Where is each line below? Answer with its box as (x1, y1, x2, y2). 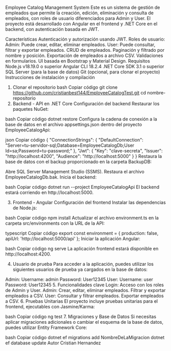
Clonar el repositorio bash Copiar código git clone (12, 84, 118, 90)
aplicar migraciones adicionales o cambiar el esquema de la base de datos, (5, 319, 163, 325)
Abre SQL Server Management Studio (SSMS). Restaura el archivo (5, 169, 144, 174)
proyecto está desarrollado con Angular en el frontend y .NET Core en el (5, 21, 158, 27)
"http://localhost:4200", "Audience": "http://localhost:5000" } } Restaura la (5, 153, 162, 159)
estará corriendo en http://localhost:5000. (5, 189, 93, 196)
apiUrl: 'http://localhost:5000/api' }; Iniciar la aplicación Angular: (5, 236, 140, 242)
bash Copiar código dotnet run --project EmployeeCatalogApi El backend (5, 184, 160, 190)
